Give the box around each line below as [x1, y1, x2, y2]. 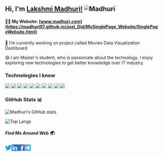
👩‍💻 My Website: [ [5, 18, 41, 24]
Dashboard [5, 45, 28, 51]
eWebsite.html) [5, 29, 38, 35]
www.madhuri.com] [40, 18, 82, 24]
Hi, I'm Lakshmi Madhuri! [5, 5, 83, 13]
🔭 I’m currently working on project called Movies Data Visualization [5, 40, 140, 45]
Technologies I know [5, 72, 55, 79]
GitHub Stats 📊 [5, 96, 43, 103]
